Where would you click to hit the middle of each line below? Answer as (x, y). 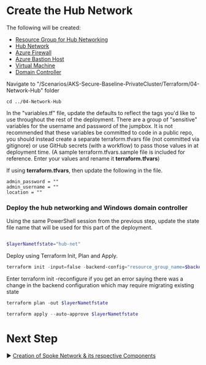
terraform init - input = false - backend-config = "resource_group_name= (96, 267)
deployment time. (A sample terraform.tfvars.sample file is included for (96, 152)
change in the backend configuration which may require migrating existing (100, 285)
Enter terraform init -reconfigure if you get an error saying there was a (95, 279)
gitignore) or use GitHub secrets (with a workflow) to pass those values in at (102, 145)
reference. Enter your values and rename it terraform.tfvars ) (83, 158)
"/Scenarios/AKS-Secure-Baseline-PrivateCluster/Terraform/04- (118, 84)
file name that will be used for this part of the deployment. (80, 228)
